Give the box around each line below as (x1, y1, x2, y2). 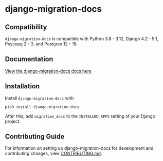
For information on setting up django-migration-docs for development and (5, 145, 154, 151)
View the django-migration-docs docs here (5, 68, 91, 74)
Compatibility (5, 23, 47, 31)
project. (5, 118, 21, 124)
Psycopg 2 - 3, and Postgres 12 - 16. (5, 41, 78, 47)
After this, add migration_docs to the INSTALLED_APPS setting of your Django (5, 113, 156, 119)
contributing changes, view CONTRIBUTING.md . (5, 150, 102, 157)
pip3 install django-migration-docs (5, 104, 79, 109)
